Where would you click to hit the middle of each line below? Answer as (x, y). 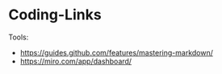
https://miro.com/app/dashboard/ (75, 61)
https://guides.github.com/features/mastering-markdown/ (117, 52)
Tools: (19, 37)
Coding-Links (55, 15)
